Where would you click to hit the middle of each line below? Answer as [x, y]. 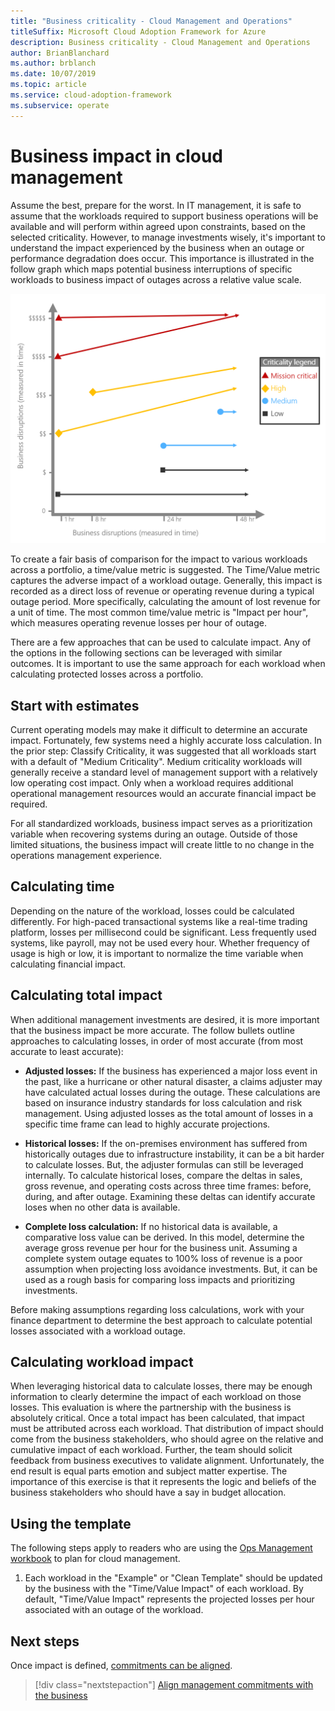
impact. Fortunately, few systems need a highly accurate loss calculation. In [166, 741]
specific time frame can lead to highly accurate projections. [147, 1124]
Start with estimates [75, 705]
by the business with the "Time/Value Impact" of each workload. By [164, 1589]
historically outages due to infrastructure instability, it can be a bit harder [174, 1154]
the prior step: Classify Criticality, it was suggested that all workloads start [163, 751]
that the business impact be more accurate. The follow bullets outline [152, 1030]
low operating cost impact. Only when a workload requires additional [152, 783]
